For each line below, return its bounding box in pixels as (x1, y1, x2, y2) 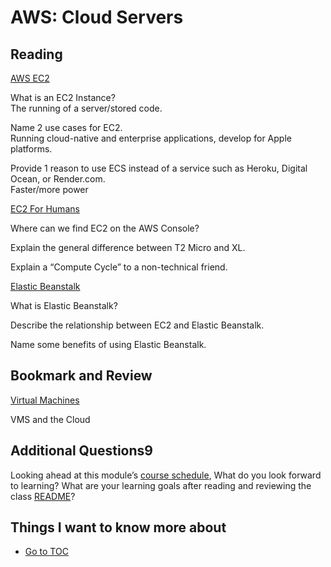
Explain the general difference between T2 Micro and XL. (10, 242, 246, 253)
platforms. (10, 143, 53, 155)
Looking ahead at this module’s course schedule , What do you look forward (10, 469, 322, 481)
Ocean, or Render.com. (10, 173, 106, 185)
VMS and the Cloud (10, 413, 91, 425)
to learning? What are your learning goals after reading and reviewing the (10, 479, 312, 491)
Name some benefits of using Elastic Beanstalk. (10, 339, 207, 350)
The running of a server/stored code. (10, 102, 163, 114)
